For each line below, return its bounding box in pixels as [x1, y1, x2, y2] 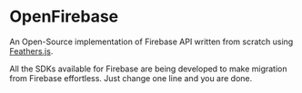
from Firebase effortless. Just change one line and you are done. [9, 72, 253, 83]
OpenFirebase [9, 6, 119, 27]
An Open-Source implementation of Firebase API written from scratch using [9, 36, 294, 47]
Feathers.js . [9, 45, 54, 56]
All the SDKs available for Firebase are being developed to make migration [9, 63, 288, 74]
